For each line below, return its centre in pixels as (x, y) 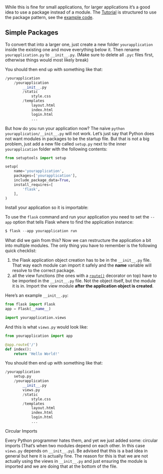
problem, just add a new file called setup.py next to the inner (66, 144)
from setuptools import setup (36, 158)
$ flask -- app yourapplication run (41, 231)
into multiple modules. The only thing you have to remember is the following (81, 246)
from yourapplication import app (39, 336)
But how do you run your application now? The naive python (65, 128)
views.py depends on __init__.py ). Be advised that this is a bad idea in (76, 451)
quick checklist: (21, 251)
